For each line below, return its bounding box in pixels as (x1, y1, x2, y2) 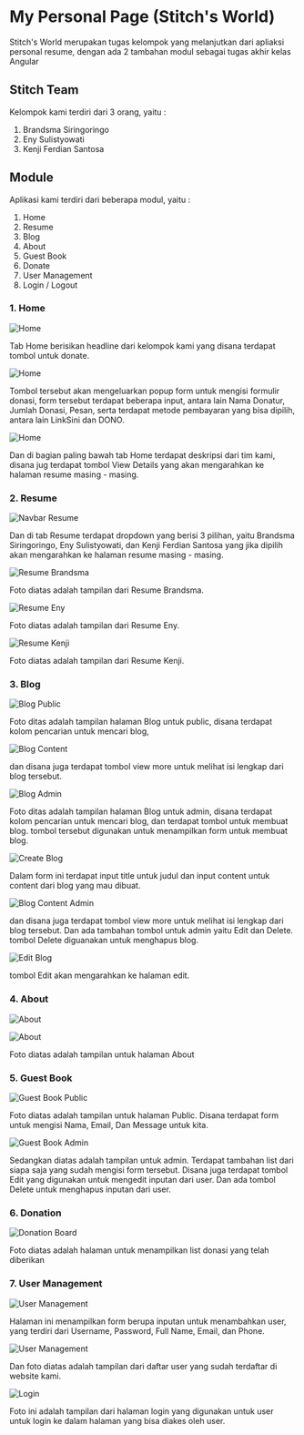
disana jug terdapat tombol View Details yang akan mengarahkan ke (9, 459, 265, 470)
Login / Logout (22, 280, 78, 290)
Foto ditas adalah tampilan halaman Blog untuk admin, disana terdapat (9, 806, 273, 817)
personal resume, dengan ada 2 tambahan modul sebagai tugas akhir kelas (9, 46, 291, 56)
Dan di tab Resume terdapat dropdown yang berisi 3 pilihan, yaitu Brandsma (9, 530, 296, 541)
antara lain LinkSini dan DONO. (9, 414, 125, 425)
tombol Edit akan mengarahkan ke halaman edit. (9, 970, 190, 981)
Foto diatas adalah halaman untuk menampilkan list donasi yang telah (9, 1245, 270, 1256)
